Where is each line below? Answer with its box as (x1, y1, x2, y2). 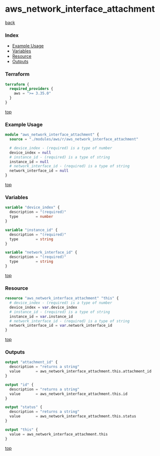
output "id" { (5, 382, 34, 387)
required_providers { (9, 87, 54, 91)
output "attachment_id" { (5, 360, 58, 365)
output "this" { (5, 427, 38, 432)
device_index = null (9, 150, 51, 155)
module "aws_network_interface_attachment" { (5, 132, 99, 137)
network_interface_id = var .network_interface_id (9, 323, 112, 328)
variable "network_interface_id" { (5, 250, 78, 255)
